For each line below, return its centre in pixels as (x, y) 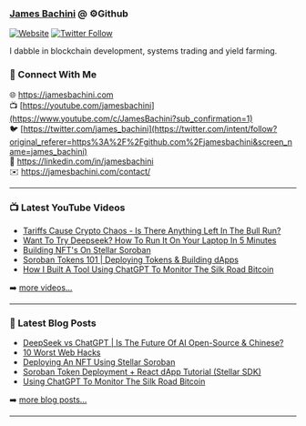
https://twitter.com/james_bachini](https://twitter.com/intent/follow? (150, 128)
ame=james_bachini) (49, 151)
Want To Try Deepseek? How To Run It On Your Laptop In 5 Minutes (149, 240)
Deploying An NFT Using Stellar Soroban (99, 362)
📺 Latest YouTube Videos (67, 208)
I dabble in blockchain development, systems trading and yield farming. (143, 51)
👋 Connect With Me (53, 75)
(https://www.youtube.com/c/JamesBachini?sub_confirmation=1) (131, 118)
